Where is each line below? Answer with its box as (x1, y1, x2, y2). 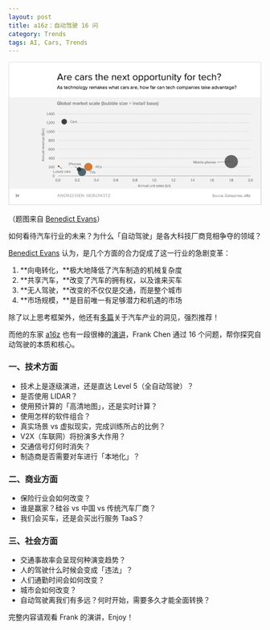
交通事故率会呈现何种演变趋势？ (19, 555, 126, 565)
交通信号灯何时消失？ (19, 441, 91, 451)
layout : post (8, 13, 52, 21)
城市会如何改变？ (19, 585, 77, 595)
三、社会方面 (8, 535, 59, 546)
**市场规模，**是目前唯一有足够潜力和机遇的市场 (19, 295, 182, 305)
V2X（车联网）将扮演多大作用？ (19, 431, 126, 441)
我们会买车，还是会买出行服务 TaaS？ (19, 513, 145, 523)
